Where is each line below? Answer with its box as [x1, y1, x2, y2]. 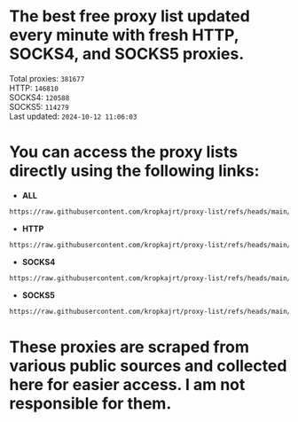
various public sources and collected [9, 356, 287, 376]
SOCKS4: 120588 [9, 91, 70, 103]
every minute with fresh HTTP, [9, 25, 239, 45]
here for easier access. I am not [9, 374, 246, 395]
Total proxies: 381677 [9, 73, 85, 83]
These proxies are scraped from [9, 337, 250, 356]
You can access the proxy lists [9, 142, 238, 162]
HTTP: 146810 [9, 82, 59, 93]
